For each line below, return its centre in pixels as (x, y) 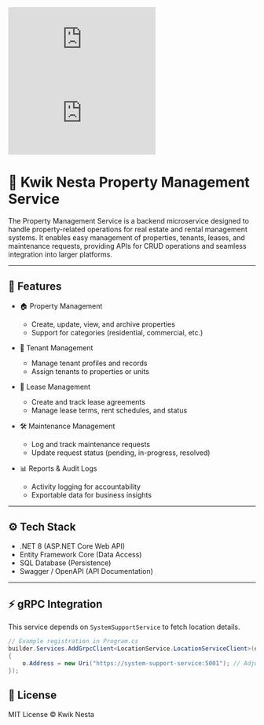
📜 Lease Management (55, 387)
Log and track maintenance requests (91, 444)
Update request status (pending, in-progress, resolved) (121, 453)
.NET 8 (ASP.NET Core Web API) (72, 546)
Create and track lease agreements (88, 401)
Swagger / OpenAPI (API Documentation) (86, 571)
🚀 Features (35, 287)
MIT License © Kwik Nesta (51, 714)
